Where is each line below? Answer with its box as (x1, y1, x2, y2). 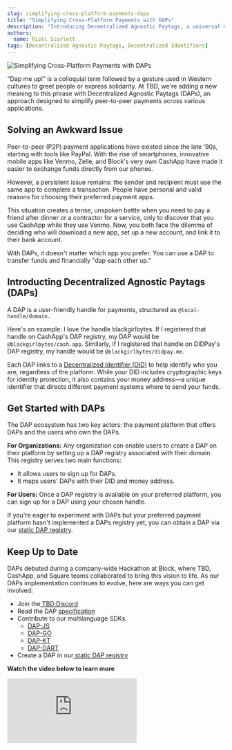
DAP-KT (27, 637, 51, 645)
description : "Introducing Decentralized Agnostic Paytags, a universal (7, 23, 221, 30)
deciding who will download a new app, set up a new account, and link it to (7, 228, 221, 236)
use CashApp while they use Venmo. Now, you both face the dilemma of (7, 221, 213, 229)
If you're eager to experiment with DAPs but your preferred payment (7, 511, 202, 520)
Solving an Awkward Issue (7, 124, 123, 136)
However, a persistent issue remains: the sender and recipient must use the (7, 178, 222, 186)
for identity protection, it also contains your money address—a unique (7, 375, 206, 383)
